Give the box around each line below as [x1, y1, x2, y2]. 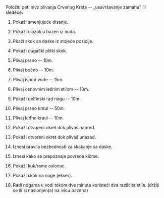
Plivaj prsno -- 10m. [12, 57, 53, 63]
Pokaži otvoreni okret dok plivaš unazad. [12, 134, 96, 140]
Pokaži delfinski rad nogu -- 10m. [12, 96, 81, 101]
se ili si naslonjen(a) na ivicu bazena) [12, 188, 88, 193]
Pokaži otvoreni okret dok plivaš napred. [12, 125, 96, 130]
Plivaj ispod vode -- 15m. [12, 77, 64, 82]
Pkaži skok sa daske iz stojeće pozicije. [12, 38, 94, 44]
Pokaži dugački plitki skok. [12, 48, 67, 53]
